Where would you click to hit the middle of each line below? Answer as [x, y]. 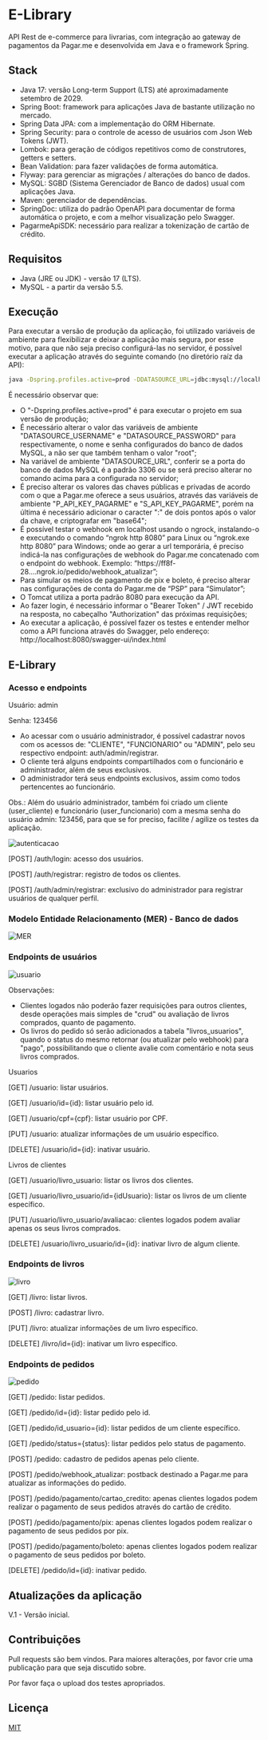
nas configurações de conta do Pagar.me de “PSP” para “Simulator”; [132, 589]
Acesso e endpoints [48, 687]
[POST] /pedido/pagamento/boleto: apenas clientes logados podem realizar [133, 1547]
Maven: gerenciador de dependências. [83, 200]
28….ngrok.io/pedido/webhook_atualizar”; [89, 572]
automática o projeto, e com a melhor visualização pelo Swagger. [127, 217]
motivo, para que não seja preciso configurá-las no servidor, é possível [125, 348]
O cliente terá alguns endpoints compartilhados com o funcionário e [132, 761]
